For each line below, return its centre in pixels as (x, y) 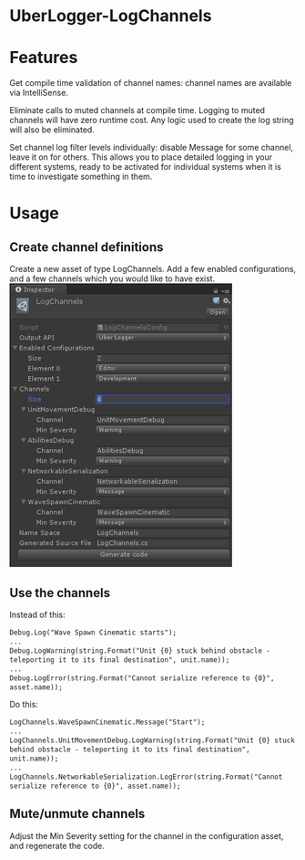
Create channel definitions (86, 247)
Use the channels (60, 593)
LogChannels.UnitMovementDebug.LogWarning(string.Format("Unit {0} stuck (152, 740)
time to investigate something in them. (81, 177)
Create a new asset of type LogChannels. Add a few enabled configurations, (153, 269)
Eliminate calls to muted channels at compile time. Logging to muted (137, 110)
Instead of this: (37, 614)
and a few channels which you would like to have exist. (112, 278)
